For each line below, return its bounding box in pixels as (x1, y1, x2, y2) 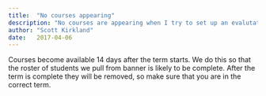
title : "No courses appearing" (8, 11, 115, 20)
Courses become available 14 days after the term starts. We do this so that (8, 55, 252, 65)
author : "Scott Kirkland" (8, 26, 93, 34)
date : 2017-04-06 (8, 33, 73, 42)
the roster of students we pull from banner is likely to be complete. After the (8, 64, 256, 73)
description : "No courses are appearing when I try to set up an (8, 19, 228, 27)
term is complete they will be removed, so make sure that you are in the (8, 72, 241, 81)
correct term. (8, 80, 51, 90)
